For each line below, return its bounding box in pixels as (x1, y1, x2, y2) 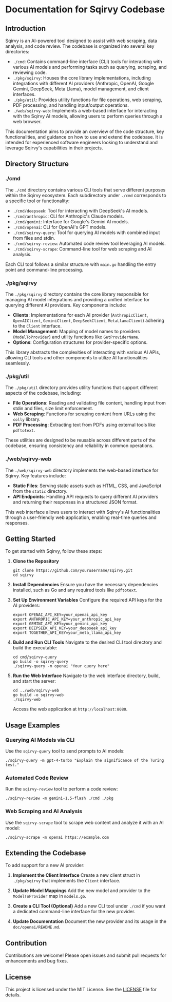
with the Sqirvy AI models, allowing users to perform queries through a (12, 113, 163, 119)
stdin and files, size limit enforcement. (12, 406, 93, 412)
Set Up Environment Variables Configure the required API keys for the (12, 597, 163, 603)
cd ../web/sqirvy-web (12, 688, 59, 693)
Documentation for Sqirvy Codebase (5, 4, 165, 15)
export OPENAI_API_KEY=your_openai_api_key (12, 612, 108, 618)
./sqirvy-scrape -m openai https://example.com (5, 835, 109, 840)
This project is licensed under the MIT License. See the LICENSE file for (5, 987, 157, 993)
